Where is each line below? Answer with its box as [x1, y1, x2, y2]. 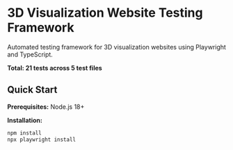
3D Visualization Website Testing [7, 5, 203, 21]
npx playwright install [7, 136, 77, 143]
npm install [7, 129, 42, 137]
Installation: [7, 116, 43, 124]
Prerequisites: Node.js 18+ [7, 103, 85, 111]
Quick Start [7, 84, 58, 96]
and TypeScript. [7, 50, 54, 59]
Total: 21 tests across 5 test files [7, 63, 102, 72]
